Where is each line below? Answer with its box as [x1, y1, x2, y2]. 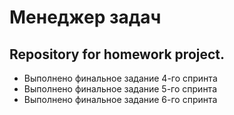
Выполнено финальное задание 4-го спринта [23, 72, 218, 84]
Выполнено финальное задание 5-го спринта [23, 83, 218, 95]
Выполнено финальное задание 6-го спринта [23, 94, 218, 105]
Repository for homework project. [9, 46, 226, 63]
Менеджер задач [9, 6, 162, 29]
